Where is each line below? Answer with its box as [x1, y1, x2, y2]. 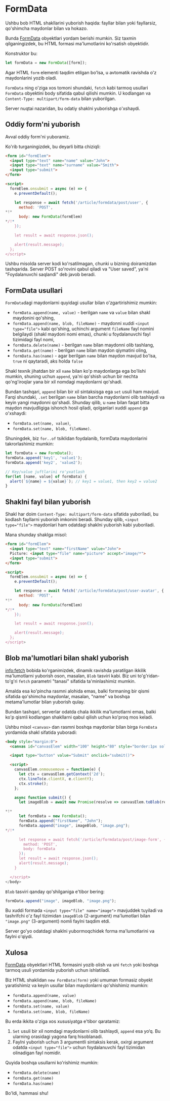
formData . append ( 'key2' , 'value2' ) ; [5, 460, 82, 465]
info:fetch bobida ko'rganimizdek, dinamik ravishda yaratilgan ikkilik [5, 667, 147, 673]
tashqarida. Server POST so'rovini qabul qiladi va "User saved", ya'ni [5, 266, 149, 272]
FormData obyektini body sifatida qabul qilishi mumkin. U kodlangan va [5, 90, 151, 96]
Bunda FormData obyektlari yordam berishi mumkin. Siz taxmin [5, 35, 137, 41]
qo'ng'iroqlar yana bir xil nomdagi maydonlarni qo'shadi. [5, 379, 122, 385]
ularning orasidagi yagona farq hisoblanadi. [12, 1033, 103, 1040]
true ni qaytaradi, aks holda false [12, 358, 83, 364]
